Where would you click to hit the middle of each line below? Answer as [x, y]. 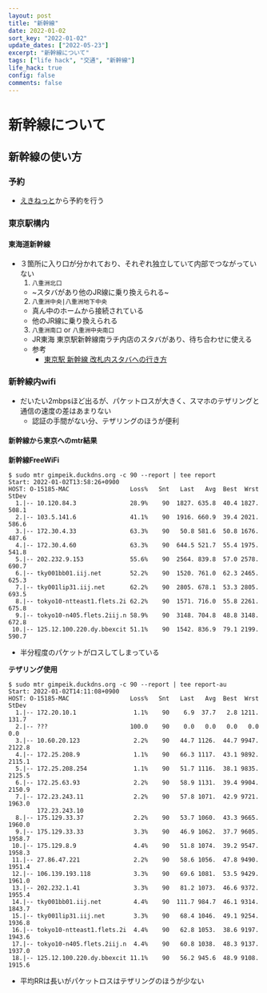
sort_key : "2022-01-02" [48, 38]
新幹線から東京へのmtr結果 [53, 441]
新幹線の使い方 [45, 157]
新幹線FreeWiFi [34, 460]
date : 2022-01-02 [37, 30]
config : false [32, 75]
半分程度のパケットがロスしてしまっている [90, 652]
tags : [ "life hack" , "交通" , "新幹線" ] [72, 61]
